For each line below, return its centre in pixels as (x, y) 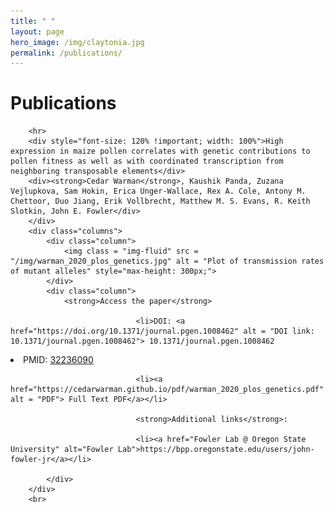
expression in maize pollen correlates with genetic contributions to (160, 151)
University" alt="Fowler (62, 450)
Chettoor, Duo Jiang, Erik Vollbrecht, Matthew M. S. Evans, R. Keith (160, 201)
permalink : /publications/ (66, 53)
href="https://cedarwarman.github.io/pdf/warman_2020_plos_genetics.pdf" (167, 390)
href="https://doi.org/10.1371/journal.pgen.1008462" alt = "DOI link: (162, 331)
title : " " (33, 21)
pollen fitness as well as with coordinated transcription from (147, 161)
